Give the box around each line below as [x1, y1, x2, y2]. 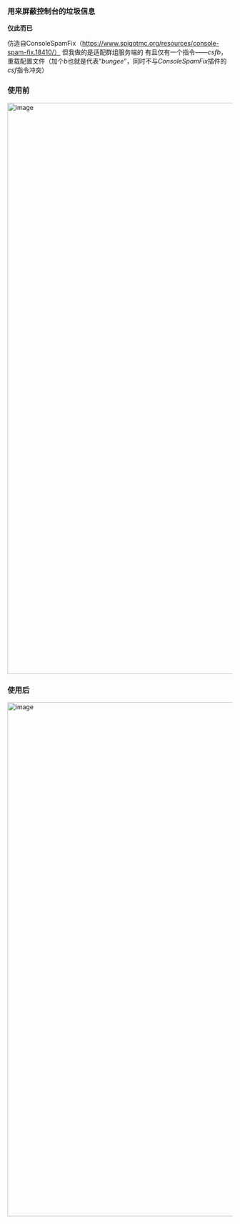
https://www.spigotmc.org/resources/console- [81, 39, 219, 48]
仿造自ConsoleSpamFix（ [7, 39, 83, 48]
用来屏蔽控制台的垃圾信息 [7, 6, 96, 16]
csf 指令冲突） [7, 66, 49, 74]
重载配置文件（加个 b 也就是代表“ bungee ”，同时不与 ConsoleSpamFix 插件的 [7, 57, 227, 66]
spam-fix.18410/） [7, 48, 61, 56]
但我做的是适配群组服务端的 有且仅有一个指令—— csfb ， [61, 48, 227, 56]
